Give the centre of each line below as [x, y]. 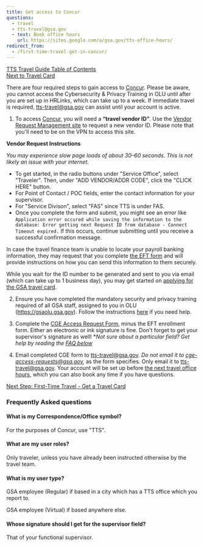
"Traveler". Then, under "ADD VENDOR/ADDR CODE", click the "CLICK [104, 180]
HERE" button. [33, 186]
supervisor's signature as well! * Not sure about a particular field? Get [102, 336]
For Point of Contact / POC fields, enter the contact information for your [105, 193]
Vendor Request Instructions [44, 143]
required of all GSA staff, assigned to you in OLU [76, 305]
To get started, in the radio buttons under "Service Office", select [97, 173]
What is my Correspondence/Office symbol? [64, 416]
